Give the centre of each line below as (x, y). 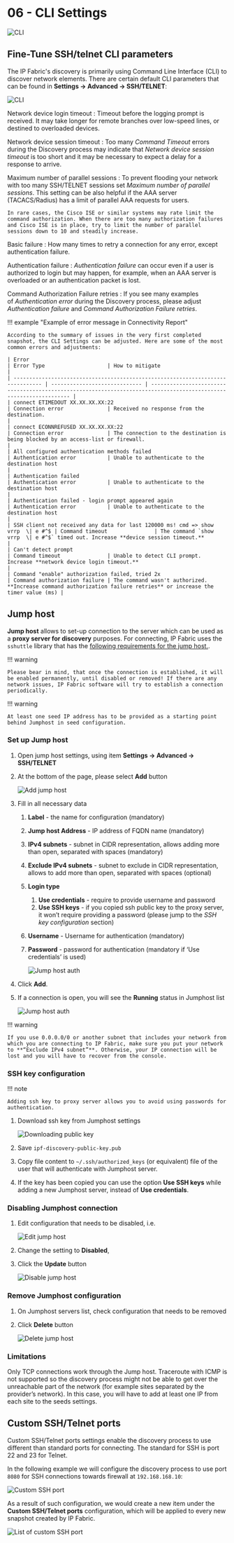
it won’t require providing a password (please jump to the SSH (127, 914)
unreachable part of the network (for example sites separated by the (106, 1387)
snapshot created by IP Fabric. (51, 1518)
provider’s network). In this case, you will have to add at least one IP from (113, 1394)
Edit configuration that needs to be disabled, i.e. (86, 1223)
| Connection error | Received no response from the (106, 409)
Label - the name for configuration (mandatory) (96, 817)
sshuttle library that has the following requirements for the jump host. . (109, 645)
